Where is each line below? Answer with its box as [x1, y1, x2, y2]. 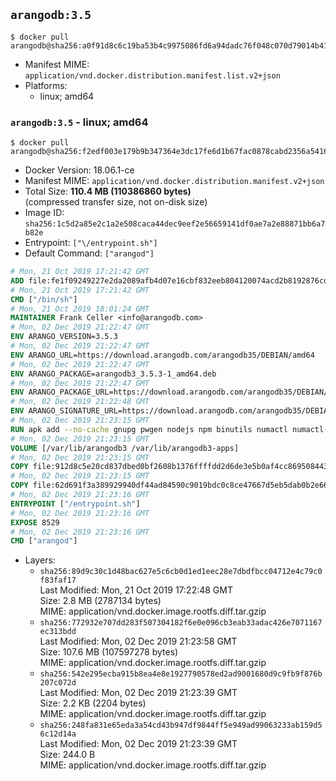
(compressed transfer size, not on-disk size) [24, 196, 208, 208]
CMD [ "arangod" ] [10, 536, 78, 546]
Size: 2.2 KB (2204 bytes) [39, 697, 147, 709]
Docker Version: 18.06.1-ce [24, 164, 135, 176]
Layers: [24, 554, 56, 566]
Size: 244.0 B [39, 749, 96, 761]
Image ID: [24, 207, 65, 219]
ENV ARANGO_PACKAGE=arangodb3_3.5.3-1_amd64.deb [10, 369, 217, 379]
